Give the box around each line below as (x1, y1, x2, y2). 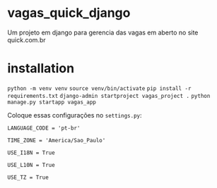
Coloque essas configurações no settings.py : (7, 111, 143, 119)
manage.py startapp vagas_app (7, 99, 97, 106)
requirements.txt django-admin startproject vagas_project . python (7, 92, 211, 99)
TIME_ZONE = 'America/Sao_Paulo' (7, 137, 106, 144)
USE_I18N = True (7, 149, 55, 156)
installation (7, 61, 75, 77)
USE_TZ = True (7, 174, 49, 181)
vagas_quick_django (7, 5, 131, 21)
